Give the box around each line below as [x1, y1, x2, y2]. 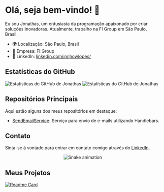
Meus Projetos [5, 168, 51, 177]
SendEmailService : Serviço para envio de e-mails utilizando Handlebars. [12, 118, 160, 124]
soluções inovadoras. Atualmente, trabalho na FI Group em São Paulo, [5, 26, 147, 32]
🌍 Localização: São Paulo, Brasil [12, 41, 79, 47]
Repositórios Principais [5, 95, 78, 103]
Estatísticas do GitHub [5, 67, 75, 76]
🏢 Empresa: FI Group [12, 48, 55, 54]
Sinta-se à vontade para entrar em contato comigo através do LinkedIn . [5, 145, 150, 151]
